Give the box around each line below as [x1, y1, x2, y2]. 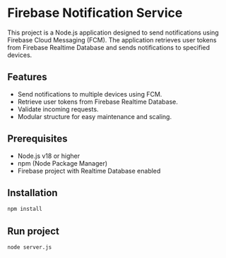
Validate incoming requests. [17, 104, 99, 113]
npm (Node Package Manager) [17, 159, 108, 167]
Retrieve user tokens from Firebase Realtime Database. [17, 97, 178, 106]
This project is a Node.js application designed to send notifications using [7, 28, 219, 37]
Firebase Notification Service [7, 5, 183, 21]
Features [7, 71, 47, 83]
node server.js [7, 244, 52, 251]
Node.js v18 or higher [17, 152, 80, 160]
